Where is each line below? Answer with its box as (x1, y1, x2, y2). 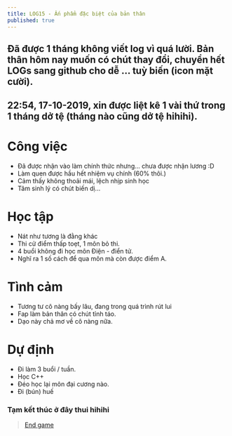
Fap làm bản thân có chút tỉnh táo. (17, 310, 117, 318)
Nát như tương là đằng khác (17, 232, 98, 241)
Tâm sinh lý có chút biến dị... (17, 184, 101, 193)
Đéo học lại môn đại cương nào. (17, 380, 110, 388)
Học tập (7, 209, 54, 225)
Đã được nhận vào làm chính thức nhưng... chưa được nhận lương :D (17, 162, 215, 171)
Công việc (7, 138, 68, 154)
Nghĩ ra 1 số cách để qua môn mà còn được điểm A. (17, 254, 167, 263)
